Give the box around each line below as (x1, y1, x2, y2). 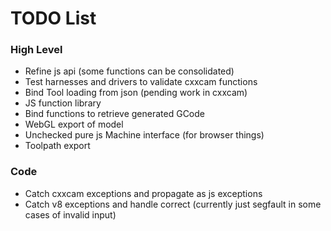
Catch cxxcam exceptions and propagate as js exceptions (24, 187, 263, 199)
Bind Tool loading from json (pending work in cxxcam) (24, 87, 248, 99)
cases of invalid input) (24, 208, 117, 221)
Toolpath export (24, 140, 91, 152)
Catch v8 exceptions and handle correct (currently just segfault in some (24, 198, 322, 210)
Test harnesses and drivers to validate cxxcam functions (24, 76, 258, 88)
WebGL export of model (24, 118, 124, 131)
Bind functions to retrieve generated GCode (24, 108, 205, 120)
